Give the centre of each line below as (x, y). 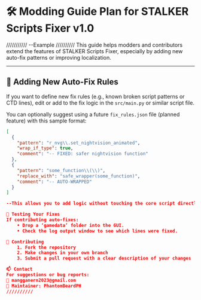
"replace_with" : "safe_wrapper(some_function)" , (79, 176)
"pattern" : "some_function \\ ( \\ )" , (61, 170)
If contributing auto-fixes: (42, 220)
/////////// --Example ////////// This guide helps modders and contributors (95, 45)
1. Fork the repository (47, 247)
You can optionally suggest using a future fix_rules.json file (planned (93, 114)
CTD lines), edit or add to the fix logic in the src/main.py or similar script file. (100, 103)
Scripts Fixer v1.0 (50, 28)
